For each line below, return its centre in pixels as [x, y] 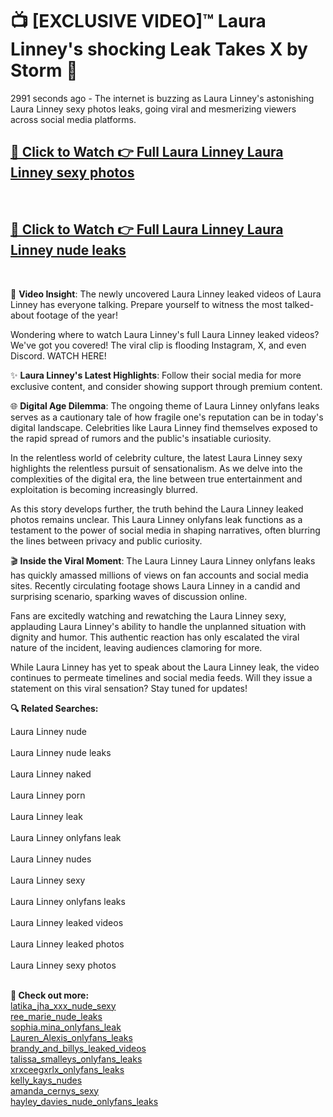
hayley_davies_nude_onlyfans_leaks [84, 1101]
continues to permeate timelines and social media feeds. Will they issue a [161, 677]
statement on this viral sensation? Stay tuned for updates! [129, 688]
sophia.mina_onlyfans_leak [66, 1027]
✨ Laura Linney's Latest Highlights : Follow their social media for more [156, 375]
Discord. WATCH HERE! [58, 355]
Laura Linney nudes [51, 859]
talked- [299, 304]
